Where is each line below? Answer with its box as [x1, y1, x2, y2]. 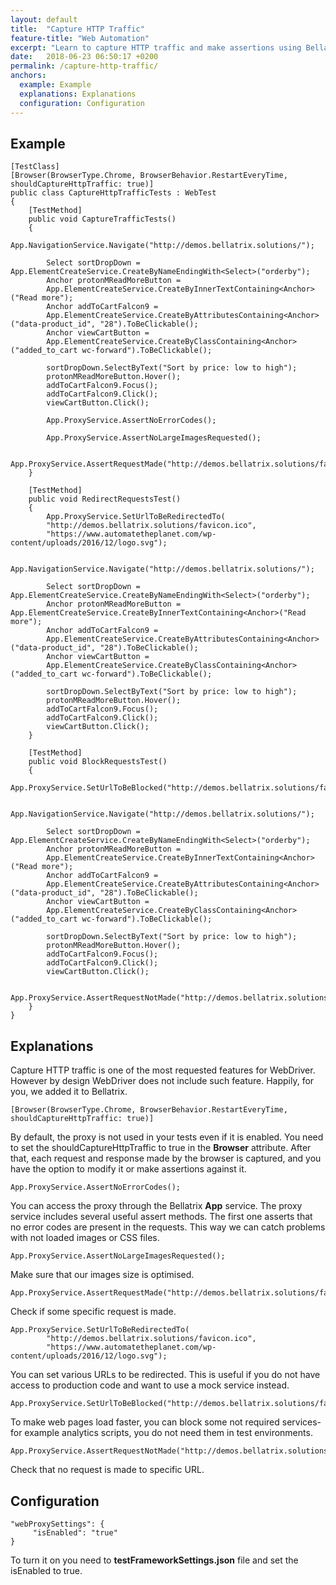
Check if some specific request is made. [10, 1306, 177, 1318]
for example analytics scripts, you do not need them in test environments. [10, 1427, 313, 1439]
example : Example [19, 80, 92, 90]
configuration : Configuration [19, 98, 145, 108]
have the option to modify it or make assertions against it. [10, 1163, 247, 1175]
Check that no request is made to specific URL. [10, 1464, 205, 1476]
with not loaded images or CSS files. [10, 1232, 160, 1244]
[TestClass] [10, 162, 60, 172]
